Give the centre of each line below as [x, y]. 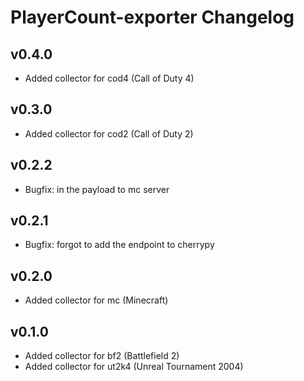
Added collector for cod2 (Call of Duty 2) [109, 133]
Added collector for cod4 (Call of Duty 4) [109, 78]
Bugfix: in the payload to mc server [97, 189]
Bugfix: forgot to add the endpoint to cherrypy [119, 245]
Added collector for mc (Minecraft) [96, 300]
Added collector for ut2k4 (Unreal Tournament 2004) [134, 367]
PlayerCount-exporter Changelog [152, 17]
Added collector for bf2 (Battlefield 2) [102, 356]
